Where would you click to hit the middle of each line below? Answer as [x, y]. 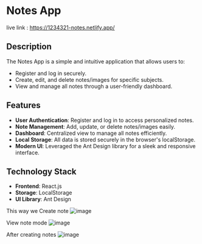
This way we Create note [37, 211]
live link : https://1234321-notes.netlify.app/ [61, 27]
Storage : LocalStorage [44, 193]
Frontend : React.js [38, 186]
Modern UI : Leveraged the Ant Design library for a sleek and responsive [105, 146]
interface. [27, 152]
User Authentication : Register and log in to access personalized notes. [104, 120]
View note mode [27, 223]
